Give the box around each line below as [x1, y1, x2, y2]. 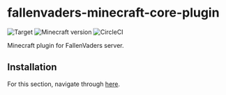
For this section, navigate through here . [7, 80, 121, 88]
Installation [7, 61, 57, 74]
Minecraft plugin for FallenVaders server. [7, 41, 124, 49]
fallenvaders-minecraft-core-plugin [7, 5, 220, 21]
